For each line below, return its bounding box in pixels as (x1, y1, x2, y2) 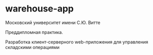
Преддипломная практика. (5, 29, 63, 35)
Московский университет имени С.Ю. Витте (5, 19, 101, 25)
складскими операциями (5, 44, 60, 50)
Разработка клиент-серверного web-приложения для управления (5, 38, 148, 45)
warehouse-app (5, 3, 74, 14)
